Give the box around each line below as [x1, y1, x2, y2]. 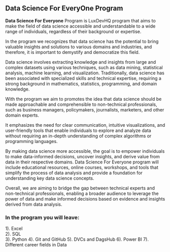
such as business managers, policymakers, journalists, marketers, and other [5, 106, 164, 113]
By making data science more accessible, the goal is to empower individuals [5, 148, 165, 154]
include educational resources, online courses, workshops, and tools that [5, 164, 158, 170]
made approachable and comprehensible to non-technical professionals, [5, 101, 157, 107]
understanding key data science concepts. [5, 175, 94, 181]
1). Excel [5, 226, 23, 232]
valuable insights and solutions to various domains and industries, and [5, 43, 152, 50]
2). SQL [5, 231, 21, 237]
